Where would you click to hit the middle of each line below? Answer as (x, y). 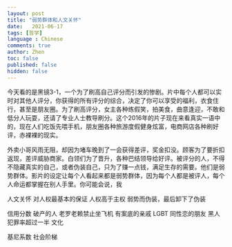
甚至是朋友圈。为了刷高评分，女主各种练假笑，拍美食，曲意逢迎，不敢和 (122, 109)
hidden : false (28, 71)
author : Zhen (26, 52)
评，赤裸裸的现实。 (35, 135)
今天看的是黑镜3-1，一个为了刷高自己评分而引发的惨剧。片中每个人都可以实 (115, 92)
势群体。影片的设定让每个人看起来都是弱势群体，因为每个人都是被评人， (110, 175)
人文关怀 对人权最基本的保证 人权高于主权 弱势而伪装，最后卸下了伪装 (106, 199)
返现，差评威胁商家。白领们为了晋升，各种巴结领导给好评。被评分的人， (110, 158)
